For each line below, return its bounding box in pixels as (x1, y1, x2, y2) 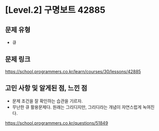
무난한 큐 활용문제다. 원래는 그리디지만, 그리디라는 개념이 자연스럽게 (12, 104, 142, 110)
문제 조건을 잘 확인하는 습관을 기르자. (12, 98, 83, 104)
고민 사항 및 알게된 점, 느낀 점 (5, 84, 88, 92)
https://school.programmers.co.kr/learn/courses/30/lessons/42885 (5, 68, 141, 74)
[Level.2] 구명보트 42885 (5, 4, 106, 16)
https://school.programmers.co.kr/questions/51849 (5, 120, 109, 126)
